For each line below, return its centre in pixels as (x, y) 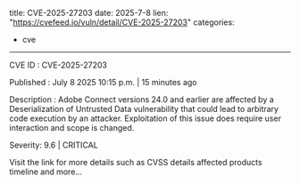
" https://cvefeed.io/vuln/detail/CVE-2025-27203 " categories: (122, 22)
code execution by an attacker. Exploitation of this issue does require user (145, 118)
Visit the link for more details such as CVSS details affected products (136, 162)
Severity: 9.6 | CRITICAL (54, 145)
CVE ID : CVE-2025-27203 (58, 65)
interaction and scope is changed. (72, 128)
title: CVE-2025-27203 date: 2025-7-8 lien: (89, 13)
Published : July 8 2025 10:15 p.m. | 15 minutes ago (104, 82)
